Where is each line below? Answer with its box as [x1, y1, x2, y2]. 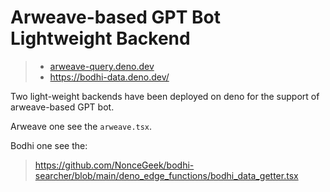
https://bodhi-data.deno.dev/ [49, 71, 170, 83]
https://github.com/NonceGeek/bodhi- [34, 159, 195, 171]
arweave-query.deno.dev [49, 60, 155, 72]
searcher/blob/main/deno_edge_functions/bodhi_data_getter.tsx [34, 169, 299, 181]
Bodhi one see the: [10, 139, 88, 151]
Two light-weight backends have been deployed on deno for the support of [10, 90, 320, 102]
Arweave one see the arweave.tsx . [10, 120, 153, 132]
